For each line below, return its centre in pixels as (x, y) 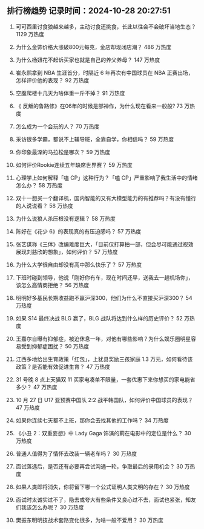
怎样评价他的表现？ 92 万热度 (52, 80)
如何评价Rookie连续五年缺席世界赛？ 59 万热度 (74, 164)
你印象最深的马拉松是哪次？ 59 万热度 (63, 152)
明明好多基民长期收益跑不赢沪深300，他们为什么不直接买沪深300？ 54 (104, 297)
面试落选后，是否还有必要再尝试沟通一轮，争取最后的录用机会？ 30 (99, 466)
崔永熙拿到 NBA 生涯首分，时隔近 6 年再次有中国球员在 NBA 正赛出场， (104, 73)
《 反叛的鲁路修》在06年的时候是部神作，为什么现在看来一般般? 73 (99, 106)
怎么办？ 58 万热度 (39, 185)
